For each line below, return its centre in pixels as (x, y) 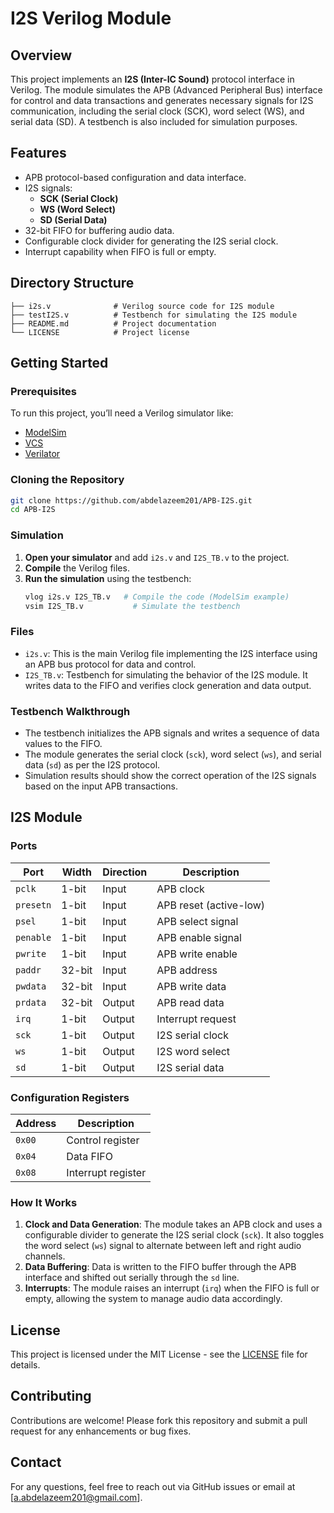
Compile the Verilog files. (77, 568)
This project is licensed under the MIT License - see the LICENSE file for (159, 1354)
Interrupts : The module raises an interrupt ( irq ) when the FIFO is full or (172, 1288)
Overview (41, 55)
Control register (103, 1140)
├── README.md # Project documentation (113, 323)
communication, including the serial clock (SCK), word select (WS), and (157, 111)
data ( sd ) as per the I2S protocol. (92, 765)
